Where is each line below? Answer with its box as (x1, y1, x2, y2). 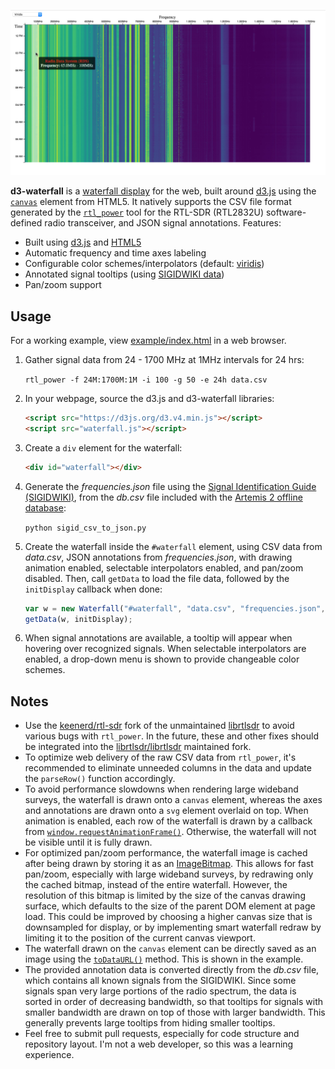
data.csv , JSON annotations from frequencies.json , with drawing (24, 551, 293, 563)
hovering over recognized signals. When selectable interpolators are (24, 643, 307, 655)
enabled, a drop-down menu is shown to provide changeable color (24, 653, 300, 665)
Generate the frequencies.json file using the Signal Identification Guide (24, 480, 317, 492)
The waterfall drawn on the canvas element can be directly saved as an (24, 943, 317, 955)
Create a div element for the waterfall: (24, 441, 183, 454)
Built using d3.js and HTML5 (24, 236, 142, 249)
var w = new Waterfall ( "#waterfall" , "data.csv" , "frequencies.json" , (24, 603, 326, 614)
